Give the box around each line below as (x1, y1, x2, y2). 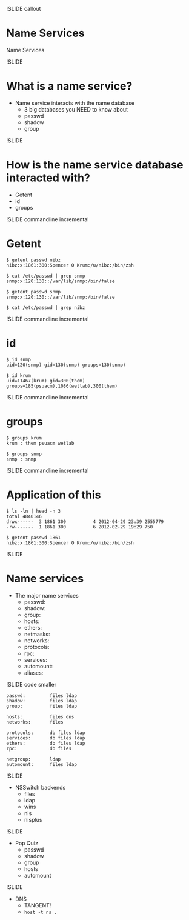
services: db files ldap (6, 735, 85, 741)
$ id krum (6, 372, 31, 378)
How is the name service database (6, 158, 184, 172)
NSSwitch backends (15, 784, 66, 791)
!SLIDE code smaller (6, 681, 56, 688)
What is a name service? (6, 79, 133, 93)
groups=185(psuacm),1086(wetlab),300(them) (6, 383, 118, 389)
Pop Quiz (15, 839, 38, 847)
